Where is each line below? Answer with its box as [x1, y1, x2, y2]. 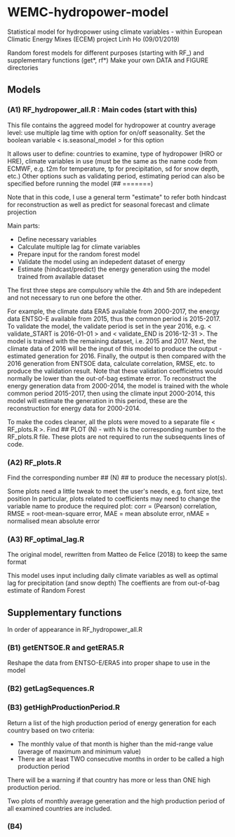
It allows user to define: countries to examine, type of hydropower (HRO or [7, 149, 223, 158]
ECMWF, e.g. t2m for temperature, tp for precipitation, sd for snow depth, [7, 164, 220, 173]
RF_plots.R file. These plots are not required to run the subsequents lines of [7, 433, 225, 441]
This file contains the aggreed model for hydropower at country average [7, 121, 216, 129]
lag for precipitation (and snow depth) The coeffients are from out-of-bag [7, 579, 220, 587]
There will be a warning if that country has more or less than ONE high [7, 775, 210, 784]
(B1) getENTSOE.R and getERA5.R [7, 642, 124, 652]
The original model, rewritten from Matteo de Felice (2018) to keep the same [7, 551, 228, 559]
